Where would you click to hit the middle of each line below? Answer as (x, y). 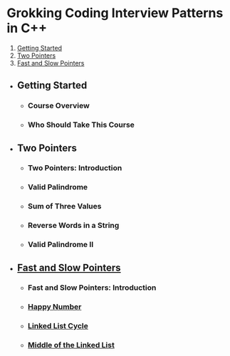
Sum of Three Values (64, 206)
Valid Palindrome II (61, 245)
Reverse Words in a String (73, 226)
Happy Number (54, 307)
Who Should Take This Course (81, 125)
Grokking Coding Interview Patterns (115, 13)
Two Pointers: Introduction (75, 168)
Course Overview (58, 106)
